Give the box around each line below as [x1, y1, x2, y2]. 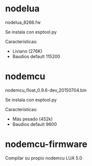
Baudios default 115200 [12, 53, 61, 59]
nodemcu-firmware [5, 139, 88, 150]
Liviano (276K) [12, 48, 43, 54]
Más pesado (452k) [12, 116, 53, 122]
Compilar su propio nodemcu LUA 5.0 [5, 155, 83, 161]
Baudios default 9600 [12, 121, 57, 127]
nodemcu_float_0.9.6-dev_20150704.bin [5, 87, 87, 93]
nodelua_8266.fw [5, 19, 41, 25]
